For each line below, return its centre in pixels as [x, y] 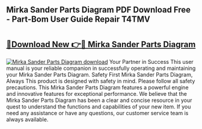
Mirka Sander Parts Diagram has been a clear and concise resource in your [99, 100]
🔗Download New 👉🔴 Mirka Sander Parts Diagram [101, 44]
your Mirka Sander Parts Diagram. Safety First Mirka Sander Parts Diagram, [99, 74]
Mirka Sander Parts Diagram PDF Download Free [99, 10]
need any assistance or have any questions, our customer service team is [97, 113]
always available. [27, 119]
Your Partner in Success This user [151, 62]
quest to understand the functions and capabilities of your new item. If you [99, 107]
